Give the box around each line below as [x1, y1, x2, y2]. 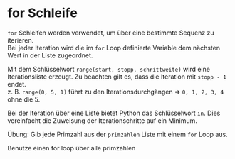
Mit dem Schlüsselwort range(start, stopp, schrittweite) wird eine [7, 65, 210, 73]
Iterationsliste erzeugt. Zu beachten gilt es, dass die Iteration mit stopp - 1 [7, 72, 226, 81]
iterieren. [7, 35, 34, 44]
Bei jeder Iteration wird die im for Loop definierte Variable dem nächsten [7, 43, 221, 52]
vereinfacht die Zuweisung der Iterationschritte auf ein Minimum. [7, 116, 198, 125]
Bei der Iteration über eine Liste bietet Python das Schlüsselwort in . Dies [7, 109, 221, 117]
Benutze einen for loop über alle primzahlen [7, 143, 136, 152]
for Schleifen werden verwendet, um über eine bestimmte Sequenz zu [7, 28, 215, 37]
